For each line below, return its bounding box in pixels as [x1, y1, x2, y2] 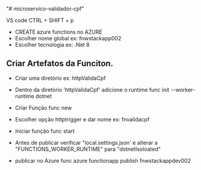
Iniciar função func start [14, 127, 75, 135]
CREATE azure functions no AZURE [14, 28, 102, 35]
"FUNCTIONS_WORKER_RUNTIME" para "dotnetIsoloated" [14, 145, 161, 153]
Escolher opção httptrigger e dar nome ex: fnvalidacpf [14, 115, 150, 123]
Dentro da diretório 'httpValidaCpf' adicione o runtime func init [14, 86, 170, 93]
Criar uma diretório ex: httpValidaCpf [14, 74, 107, 82]
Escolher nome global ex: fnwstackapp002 [14, 35, 122, 41]
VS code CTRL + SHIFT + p [6, 17, 74, 23]
